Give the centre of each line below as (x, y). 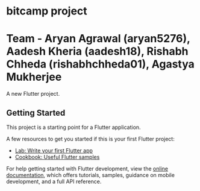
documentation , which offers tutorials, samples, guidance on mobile (90, 175)
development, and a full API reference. (54, 181)
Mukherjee (34, 77)
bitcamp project (47, 11)
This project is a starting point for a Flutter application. (73, 127)
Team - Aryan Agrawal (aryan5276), (98, 39)
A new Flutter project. (33, 94)
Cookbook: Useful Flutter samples (57, 157)
